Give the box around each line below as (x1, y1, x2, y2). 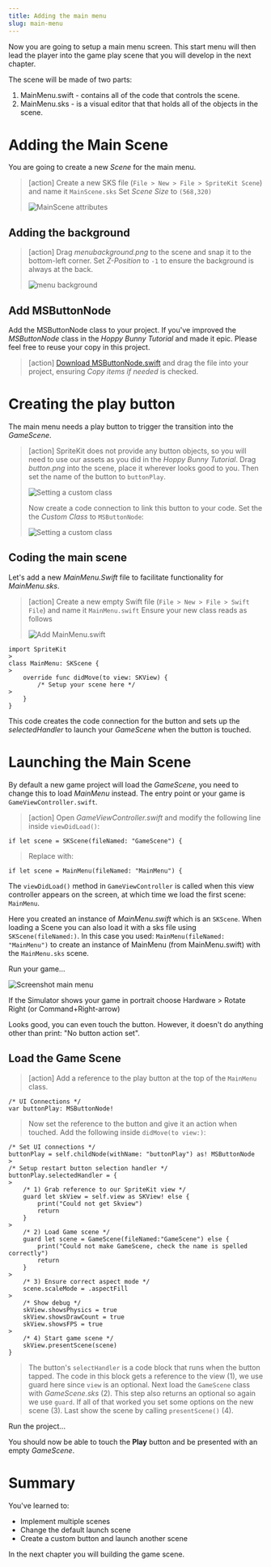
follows (28, 614, 53, 623)
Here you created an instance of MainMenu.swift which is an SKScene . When (8, 914, 262, 924)
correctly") (8, 1249, 49, 1257)
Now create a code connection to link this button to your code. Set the (28, 503, 263, 512)
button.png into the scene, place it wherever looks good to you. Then (28, 463, 259, 473)
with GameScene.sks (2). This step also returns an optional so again (28, 1388, 256, 1398)
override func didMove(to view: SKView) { (23, 673, 168, 682)
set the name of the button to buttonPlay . (28, 472, 166, 482)
